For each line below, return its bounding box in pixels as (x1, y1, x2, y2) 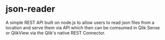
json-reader (5, 3, 56, 15)
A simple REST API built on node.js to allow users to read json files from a (5, 20, 155, 25)
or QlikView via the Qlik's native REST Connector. (5, 30, 105, 36)
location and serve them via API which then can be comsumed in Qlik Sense (5, 24, 160, 30)
